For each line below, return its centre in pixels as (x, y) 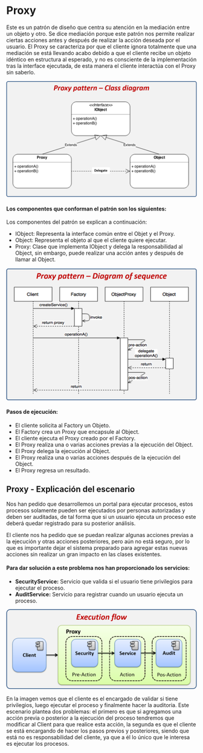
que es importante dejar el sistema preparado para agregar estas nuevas (97, 547)
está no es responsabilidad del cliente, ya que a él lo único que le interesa (98, 737)
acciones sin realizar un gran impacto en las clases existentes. (84, 554)
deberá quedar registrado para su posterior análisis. (71, 523)
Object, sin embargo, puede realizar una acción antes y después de (99, 253)
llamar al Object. (35, 259)
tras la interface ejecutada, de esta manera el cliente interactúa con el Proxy (101, 66)
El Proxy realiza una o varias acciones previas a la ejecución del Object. (104, 445)
